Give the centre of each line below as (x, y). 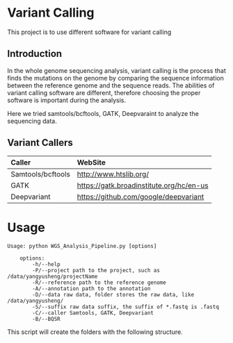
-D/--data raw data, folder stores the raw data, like (113, 294)
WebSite (91, 162)
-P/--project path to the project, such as (96, 270)
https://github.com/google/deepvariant (140, 196)
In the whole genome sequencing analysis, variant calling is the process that (116, 70)
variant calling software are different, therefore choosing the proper (104, 92)
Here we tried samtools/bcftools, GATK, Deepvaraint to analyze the (103, 113)
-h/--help (46, 264)
